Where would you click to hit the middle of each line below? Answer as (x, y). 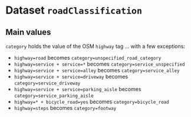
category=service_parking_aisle (54, 96)
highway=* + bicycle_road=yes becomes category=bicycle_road (91, 102)
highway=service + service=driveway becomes (71, 77)
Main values (28, 32)
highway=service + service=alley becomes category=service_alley (97, 70)
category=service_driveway (47, 83)
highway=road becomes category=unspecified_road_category (88, 58)
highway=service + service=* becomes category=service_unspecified (99, 64)
